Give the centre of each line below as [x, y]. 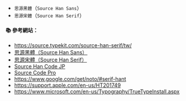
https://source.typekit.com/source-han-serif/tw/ [73, 45]
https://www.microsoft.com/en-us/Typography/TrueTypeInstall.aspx [97, 92]
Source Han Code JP [40, 67]
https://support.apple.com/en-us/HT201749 [67, 85]
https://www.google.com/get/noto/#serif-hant [70, 79]
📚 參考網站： [22, 30]
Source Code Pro [35, 73]
